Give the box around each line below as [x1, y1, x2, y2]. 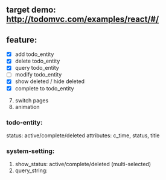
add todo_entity [14, 51, 54, 58]
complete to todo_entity [14, 84, 74, 92]
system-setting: [6, 147, 55, 155]
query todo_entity [14, 64, 59, 72]
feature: [6, 34, 37, 45]
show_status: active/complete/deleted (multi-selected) [14, 161, 152, 168]
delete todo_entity [14, 57, 60, 65]
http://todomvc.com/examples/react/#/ [6, 14, 159, 25]
